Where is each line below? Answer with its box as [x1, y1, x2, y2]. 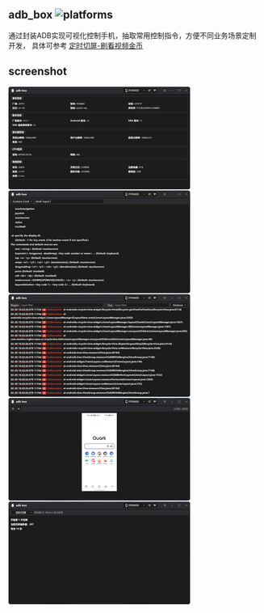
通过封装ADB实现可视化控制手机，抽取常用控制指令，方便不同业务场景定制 [8, 30, 257, 40]
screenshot [8, 65, 67, 78]
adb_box [8, 8, 53, 22]
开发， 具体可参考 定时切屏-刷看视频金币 [8, 40, 144, 50]
